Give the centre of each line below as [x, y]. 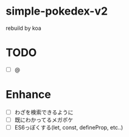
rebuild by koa [24, 28]
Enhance [28, 95]
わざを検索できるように [44, 112]
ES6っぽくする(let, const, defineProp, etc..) [69, 127]
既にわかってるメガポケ [44, 119]
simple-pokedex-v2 [57, 11]
